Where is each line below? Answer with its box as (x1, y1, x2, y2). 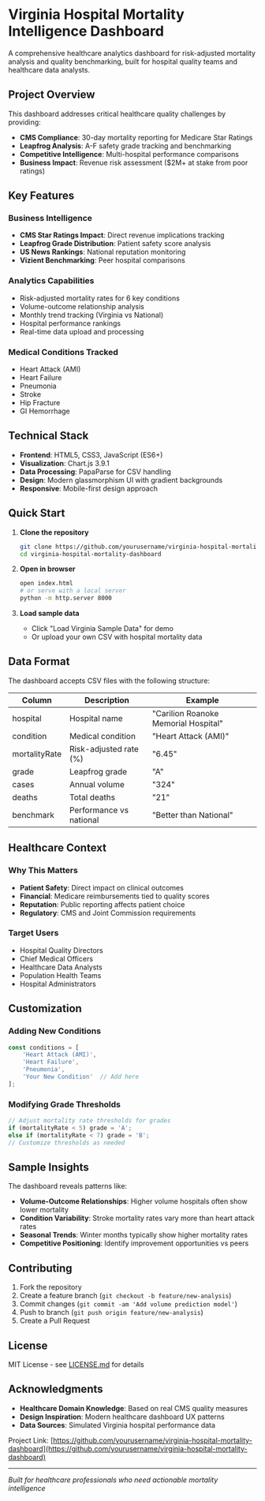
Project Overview (8, 88, 95, 102)
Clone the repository (19, 527, 89, 537)
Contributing (8, 1261, 73, 1275)
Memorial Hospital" (151, 718, 223, 729)
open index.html (19, 580, 73, 588)
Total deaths (69, 791, 116, 802)
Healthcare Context (8, 842, 106, 855)
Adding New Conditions (8, 1025, 101, 1036)
